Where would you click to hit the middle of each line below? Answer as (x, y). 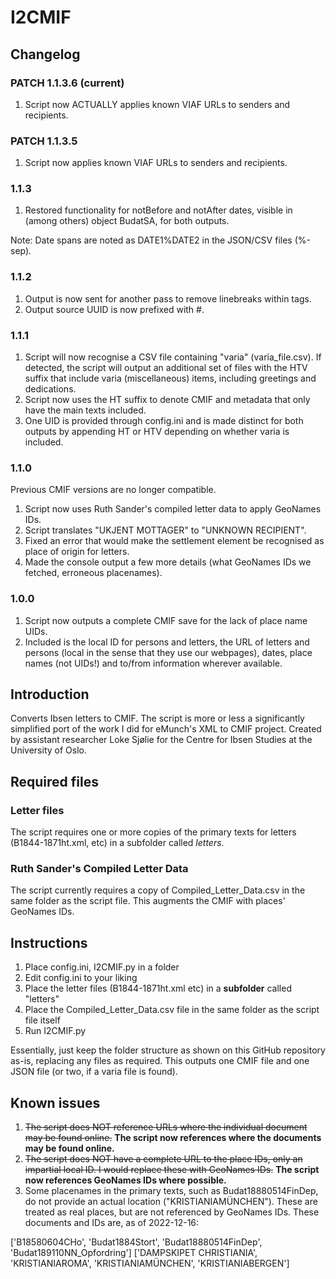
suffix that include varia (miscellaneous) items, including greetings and (170, 378)
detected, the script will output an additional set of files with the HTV (166, 368)
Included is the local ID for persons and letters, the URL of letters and (167, 642)
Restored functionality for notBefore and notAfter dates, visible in (158, 210)
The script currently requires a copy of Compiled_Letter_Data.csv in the (158, 890)
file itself (42, 1020)
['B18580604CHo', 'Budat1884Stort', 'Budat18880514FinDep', (136, 1242)
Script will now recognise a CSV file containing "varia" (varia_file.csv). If (173, 357)
